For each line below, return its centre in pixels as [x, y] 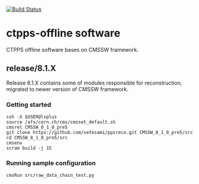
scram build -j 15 [29, 148]
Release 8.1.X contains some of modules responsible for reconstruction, [94, 83]
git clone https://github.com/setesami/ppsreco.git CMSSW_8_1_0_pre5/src [100, 133]
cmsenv [14, 143]
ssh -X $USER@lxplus [32, 117]
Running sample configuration [51, 163]
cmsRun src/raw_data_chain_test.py [50, 176]
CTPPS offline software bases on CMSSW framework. [72, 49]
